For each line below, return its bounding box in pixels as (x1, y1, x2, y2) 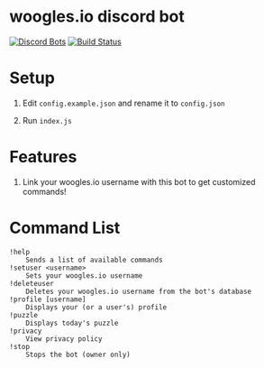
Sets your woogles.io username (25, 271, 143, 281)
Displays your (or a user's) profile (25, 302, 168, 312)
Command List (9, 218, 121, 238)
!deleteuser (9, 279, 54, 288)
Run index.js (22, 115, 72, 125)
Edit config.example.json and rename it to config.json (22, 97, 225, 108)
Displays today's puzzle (25, 318, 119, 327)
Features (9, 147, 77, 168)
